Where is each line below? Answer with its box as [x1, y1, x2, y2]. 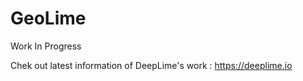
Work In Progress [10, 40, 82, 52]
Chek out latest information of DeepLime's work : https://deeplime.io [10, 59, 293, 71]
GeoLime [10, 7, 87, 30]
